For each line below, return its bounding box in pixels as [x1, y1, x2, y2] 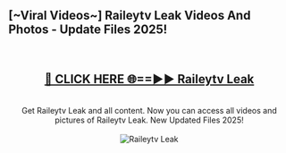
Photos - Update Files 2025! [8, 22, 168, 38]
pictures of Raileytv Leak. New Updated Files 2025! [55, 115, 244, 125]
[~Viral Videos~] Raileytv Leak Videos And [8, 8, 251, 23]
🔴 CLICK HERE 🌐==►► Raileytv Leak [44, 72, 255, 87]
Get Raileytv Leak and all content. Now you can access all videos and [21, 105, 278, 115]
